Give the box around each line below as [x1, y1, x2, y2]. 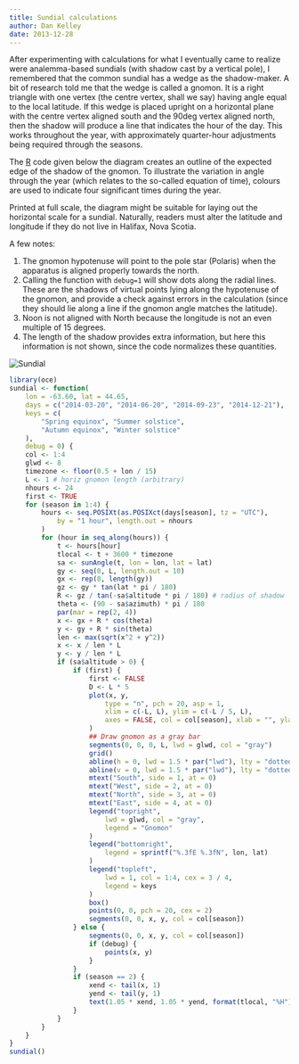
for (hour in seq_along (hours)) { [41, 533, 169, 542]
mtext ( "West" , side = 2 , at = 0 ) [88, 782, 214, 791]
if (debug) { [88, 939, 138, 948]
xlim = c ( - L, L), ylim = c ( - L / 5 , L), [104, 707, 253, 716]
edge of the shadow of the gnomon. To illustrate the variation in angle [9, 166, 265, 177]
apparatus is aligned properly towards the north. [21, 265, 200, 276]
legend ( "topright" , [88, 806, 162, 816]
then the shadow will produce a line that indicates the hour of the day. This [9, 120, 283, 131]
